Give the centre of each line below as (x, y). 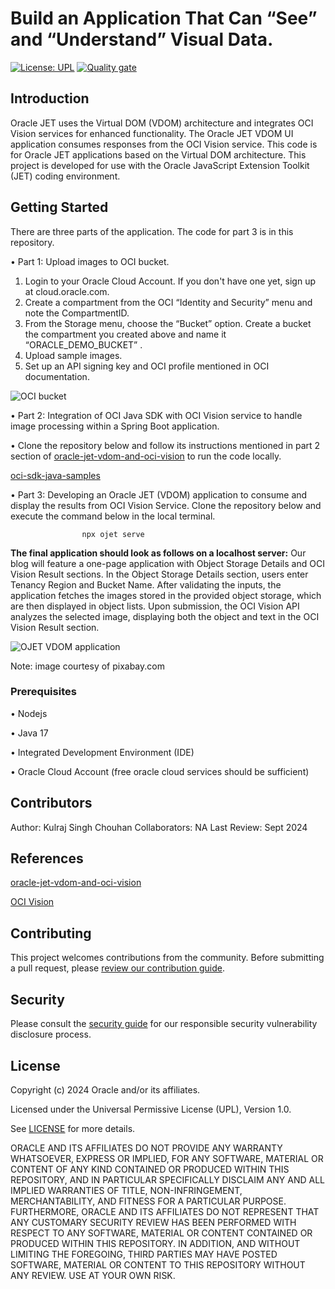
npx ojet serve (113, 534)
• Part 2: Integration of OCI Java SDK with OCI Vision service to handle (156, 415)
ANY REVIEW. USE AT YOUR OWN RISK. (93, 1275)
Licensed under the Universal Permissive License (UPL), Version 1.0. (151, 1109)
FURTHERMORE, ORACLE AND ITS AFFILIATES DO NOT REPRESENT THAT (165, 1211)
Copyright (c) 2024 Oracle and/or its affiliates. (105, 1089)
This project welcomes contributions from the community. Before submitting (167, 958)
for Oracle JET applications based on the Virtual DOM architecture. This (158, 154)
